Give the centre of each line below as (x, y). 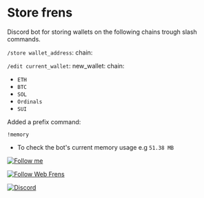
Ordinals (30, 101)
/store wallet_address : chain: (50, 52)
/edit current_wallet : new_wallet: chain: (66, 66)
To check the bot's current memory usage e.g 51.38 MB (95, 147)
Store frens (40, 13)
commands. (24, 39)
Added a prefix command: (44, 121)
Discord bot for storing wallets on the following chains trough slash (102, 32)
